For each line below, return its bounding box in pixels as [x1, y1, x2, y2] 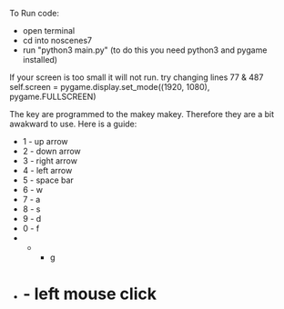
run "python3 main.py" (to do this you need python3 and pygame [22, 45, 268, 55]
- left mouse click [22, 284, 157, 304]
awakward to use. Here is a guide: [9, 118, 137, 129]
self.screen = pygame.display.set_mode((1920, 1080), [9, 82, 210, 92]
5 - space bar [22, 174, 75, 185]
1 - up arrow [22, 136, 68, 146]
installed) [22, 55, 57, 65]
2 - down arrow [22, 145, 82, 156]
